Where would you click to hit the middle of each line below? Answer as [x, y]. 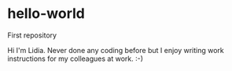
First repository [32, 35]
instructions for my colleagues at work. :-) [75, 59]
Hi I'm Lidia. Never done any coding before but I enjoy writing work [116, 50]
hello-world [46, 14]
